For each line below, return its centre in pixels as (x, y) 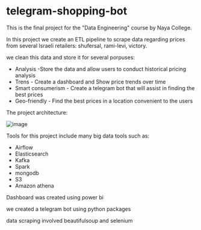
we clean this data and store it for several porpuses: (71, 57)
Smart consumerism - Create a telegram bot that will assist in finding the (105, 88)
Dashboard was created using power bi (55, 197)
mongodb (27, 173)
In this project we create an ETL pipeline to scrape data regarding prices (96, 39)
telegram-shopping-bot (67, 11)
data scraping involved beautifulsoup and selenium (70, 220)
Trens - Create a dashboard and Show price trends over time (90, 82)
